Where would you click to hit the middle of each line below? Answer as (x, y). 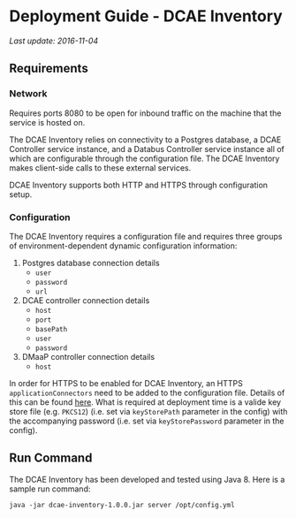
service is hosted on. (47, 122)
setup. (21, 194)
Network (28, 94)
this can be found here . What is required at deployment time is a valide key (145, 402)
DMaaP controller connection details (88, 356)
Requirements (49, 69)
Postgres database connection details (91, 263)
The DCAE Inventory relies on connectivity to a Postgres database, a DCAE (145, 140)
